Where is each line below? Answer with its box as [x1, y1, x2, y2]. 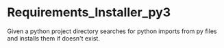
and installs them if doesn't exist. [7, 34, 101, 42]
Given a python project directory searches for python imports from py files [7, 27, 217, 35]
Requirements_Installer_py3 [7, 5, 171, 20]
